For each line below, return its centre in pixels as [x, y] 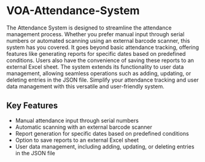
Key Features [32, 106]
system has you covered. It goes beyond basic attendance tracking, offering [103, 47]
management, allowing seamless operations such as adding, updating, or [99, 73]
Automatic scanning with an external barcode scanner [83, 127]
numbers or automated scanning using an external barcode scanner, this [98, 40]
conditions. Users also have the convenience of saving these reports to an [100, 60]
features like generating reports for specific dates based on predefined [96, 53]
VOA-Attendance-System [73, 11]
